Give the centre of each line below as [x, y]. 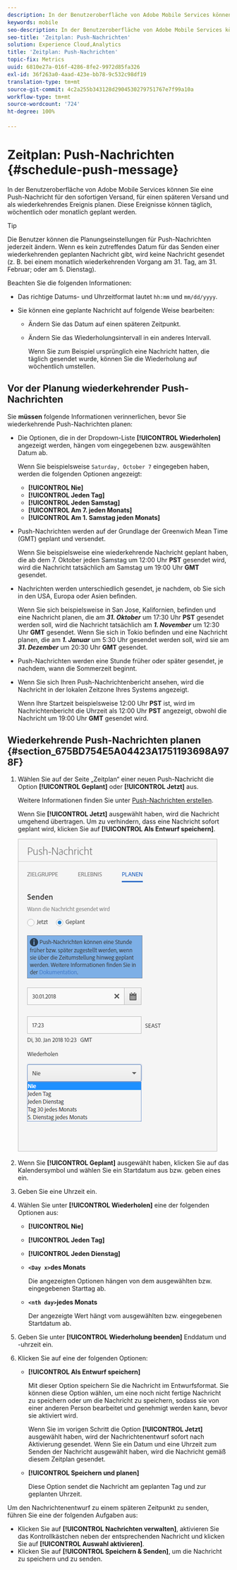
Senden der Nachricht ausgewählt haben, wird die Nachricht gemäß [127, 1452]
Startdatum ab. [50, 1324]
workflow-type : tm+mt [39, 97]
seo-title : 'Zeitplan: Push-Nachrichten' [69, 37]
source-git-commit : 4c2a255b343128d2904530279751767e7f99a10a [101, 89]
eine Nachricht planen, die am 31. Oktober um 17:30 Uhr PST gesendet [121, 617]
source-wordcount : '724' [44, 104]
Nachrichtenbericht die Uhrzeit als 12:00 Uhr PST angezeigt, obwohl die [122, 711]
